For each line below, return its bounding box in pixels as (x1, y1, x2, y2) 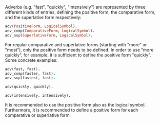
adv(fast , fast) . (5, 67, 40, 71)
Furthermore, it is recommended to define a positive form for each (5, 107, 138, 113)
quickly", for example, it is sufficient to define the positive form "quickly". (5, 52, 152, 58)
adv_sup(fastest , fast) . (5, 75, 56, 81)
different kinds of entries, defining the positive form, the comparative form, (5, 9, 156, 15)
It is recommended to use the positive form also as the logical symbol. (5, 102, 146, 107)
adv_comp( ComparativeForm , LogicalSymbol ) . (5, 28, 95, 33)
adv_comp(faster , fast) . (5, 71, 56, 76)
